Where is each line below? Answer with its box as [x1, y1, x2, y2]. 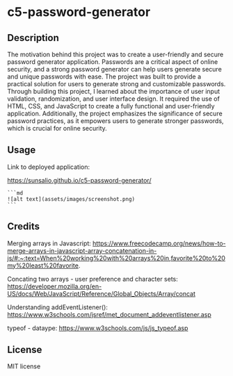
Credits [7, 220, 40, 233]
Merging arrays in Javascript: [7, 239, 92, 247]
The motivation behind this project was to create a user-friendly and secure [7, 50, 224, 58]
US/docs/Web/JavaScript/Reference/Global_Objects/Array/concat [7, 289, 196, 297]
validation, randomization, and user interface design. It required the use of [7, 95, 220, 103]
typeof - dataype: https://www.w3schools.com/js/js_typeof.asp [7, 324, 188, 332]
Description [7, 32, 59, 44]
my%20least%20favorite [7, 261, 79, 270]
